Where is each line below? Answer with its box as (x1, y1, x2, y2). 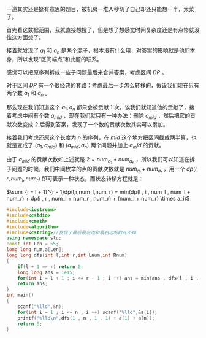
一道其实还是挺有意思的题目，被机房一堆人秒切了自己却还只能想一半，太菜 (6, 6, 194, 12)
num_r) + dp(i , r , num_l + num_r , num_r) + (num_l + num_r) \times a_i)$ (6, 195, 190, 202)
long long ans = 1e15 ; (17, 269, 75, 275)
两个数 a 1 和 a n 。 (6, 89, 51, 98)
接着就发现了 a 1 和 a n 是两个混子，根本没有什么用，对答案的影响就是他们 (6, 47, 190, 55)
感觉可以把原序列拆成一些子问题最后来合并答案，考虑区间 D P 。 (6, 68, 167, 75)
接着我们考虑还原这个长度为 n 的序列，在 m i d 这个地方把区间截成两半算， (6, 134, 192, 141)
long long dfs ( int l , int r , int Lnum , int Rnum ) (6, 252, 128, 259)
